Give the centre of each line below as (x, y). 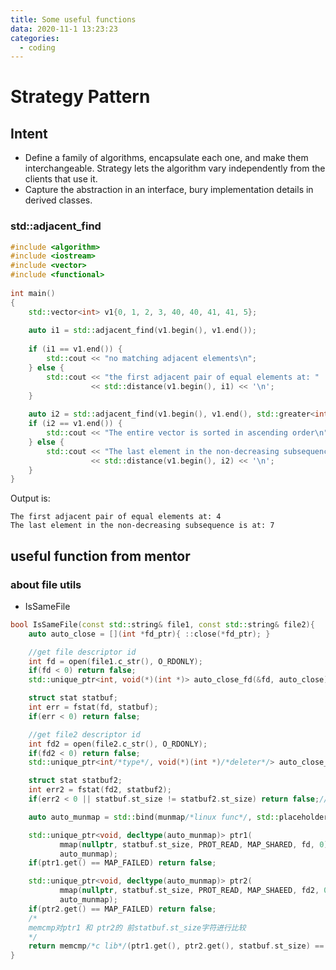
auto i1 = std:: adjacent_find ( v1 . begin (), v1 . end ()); (142, 331)
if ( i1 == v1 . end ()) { (75, 349)
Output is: (30, 498)
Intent (29, 133)
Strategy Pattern (80, 97)
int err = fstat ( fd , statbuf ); (93, 707)
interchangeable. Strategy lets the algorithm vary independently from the (175, 168)
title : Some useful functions (73, 19)
